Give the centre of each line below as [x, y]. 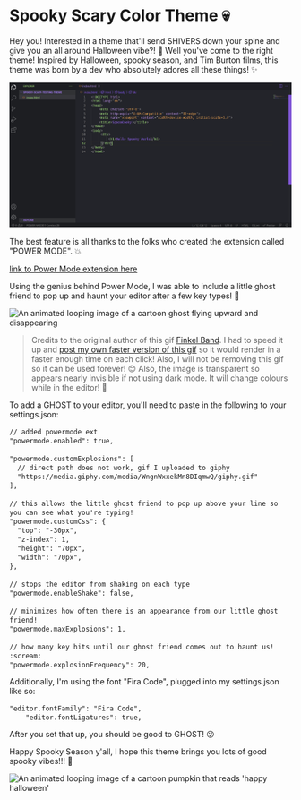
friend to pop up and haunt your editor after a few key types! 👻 [125, 296]
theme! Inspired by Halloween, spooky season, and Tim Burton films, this [144, 60]
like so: [22, 691]
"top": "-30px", [47, 530]
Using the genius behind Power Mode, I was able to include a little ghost [142, 286]
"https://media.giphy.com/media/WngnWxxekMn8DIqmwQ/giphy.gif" [138, 477]
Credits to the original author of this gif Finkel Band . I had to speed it [157, 340]
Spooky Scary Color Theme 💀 [120, 16]
